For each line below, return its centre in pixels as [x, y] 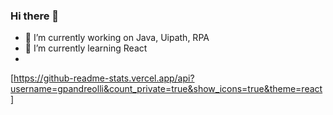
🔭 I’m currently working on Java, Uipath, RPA [117, 38]
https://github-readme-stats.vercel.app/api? [104, 78]
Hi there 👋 [35, 16]
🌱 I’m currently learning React [86, 48]
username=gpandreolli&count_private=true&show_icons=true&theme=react [166, 89]
